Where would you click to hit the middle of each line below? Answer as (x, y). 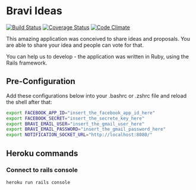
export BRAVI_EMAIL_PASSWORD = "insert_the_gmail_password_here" (86, 129)
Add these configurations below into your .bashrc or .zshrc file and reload (97, 95)
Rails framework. (27, 63)
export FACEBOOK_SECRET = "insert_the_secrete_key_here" (75, 118)
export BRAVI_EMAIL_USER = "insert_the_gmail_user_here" (75, 124)
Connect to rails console (42, 170)
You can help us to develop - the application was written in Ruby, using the (97, 56)
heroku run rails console (38, 182)
